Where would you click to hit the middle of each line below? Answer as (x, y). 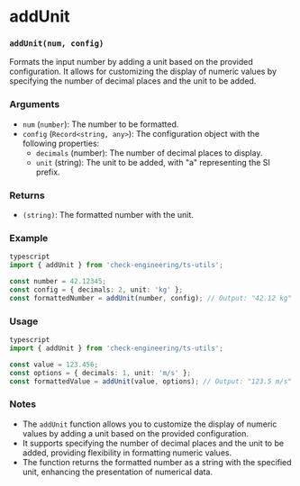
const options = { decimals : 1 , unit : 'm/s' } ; (100, 373)
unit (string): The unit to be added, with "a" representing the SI (153, 162)
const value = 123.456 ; (54, 364)
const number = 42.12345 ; (58, 282)
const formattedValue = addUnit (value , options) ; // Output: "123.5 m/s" (151, 381)
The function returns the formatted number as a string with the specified (157, 462)
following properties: (61, 143)
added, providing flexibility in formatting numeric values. (127, 453)
